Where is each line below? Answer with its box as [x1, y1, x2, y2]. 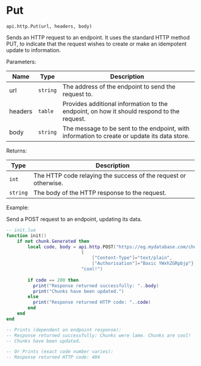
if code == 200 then [28, 277, 79, 283]
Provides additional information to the [62, 99, 168, 108]
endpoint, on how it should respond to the [62, 107, 180, 115]
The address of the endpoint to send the [62, 82, 176, 90]
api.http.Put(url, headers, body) [6, 23, 93, 29]
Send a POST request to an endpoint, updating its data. [6, 215, 142, 222]
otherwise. [33, 179, 63, 187]
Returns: [6, 147, 28, 154]
